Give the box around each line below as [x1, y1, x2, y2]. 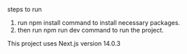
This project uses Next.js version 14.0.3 [7, 39, 121, 47]
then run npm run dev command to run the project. [17, 26, 165, 34]
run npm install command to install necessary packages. [17, 19, 181, 26]
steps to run [7, 6, 42, 13]
